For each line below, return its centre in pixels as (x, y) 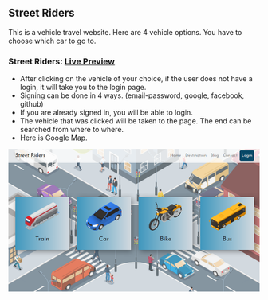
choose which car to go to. (52, 41)
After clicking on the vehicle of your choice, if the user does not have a (136, 79)
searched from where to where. (72, 130)
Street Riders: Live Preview (62, 61)
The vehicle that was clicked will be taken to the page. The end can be (136, 121)
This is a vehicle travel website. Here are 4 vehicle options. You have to (125, 32)
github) (32, 104)
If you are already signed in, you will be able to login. (106, 113)
